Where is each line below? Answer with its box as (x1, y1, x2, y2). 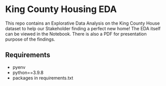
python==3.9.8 (12, 69, 44, 75)
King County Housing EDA (5, 4, 117, 15)
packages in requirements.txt (12, 74, 73, 81)
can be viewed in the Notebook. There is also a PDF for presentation (5, 31, 147, 37)
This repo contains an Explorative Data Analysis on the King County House (5, 20, 160, 26)
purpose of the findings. (5, 36, 55, 42)
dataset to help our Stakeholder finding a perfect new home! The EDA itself (5, 25, 161, 31)
